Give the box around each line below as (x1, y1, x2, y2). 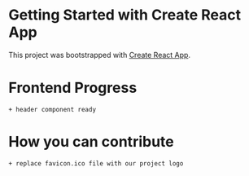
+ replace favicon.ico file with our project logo (8, 159, 184, 168)
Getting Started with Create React (8, 6, 242, 24)
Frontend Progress (8, 79, 138, 97)
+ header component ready (8, 105, 96, 113)
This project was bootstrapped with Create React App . (8, 50, 191, 59)
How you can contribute (8, 133, 174, 152)
